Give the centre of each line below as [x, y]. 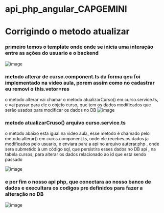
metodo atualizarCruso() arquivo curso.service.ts [65, 122]
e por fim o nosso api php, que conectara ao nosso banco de [78, 182]
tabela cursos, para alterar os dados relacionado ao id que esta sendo [76, 154]
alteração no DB [24, 194]
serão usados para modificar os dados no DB [51, 110]
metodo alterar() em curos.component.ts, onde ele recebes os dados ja [77, 139]
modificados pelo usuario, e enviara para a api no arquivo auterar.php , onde [82, 144]
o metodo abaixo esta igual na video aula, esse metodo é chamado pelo [78, 133]
